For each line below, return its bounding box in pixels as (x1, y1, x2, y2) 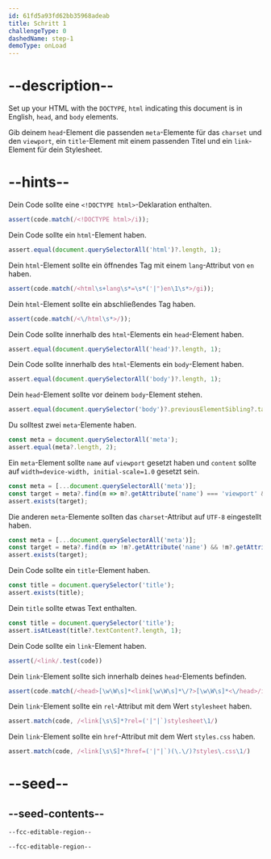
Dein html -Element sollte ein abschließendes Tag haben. (8, 299, 196, 309)
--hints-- (8, 173, 70, 192)
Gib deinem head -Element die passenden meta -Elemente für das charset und (8, 128, 262, 137)
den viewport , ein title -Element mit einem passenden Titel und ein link (8, 137, 249, 146)
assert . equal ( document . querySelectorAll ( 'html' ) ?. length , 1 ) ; (8, 246, 222, 254)
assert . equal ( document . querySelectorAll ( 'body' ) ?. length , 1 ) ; (8, 375, 222, 384)
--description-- (8, 77, 115, 95)
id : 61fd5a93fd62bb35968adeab (8, 11, 110, 20)
